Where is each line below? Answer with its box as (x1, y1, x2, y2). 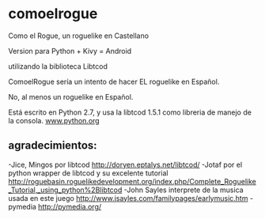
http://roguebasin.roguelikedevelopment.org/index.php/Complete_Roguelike (8, 176, 257, 186)
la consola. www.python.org (8, 115, 100, 125)
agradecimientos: (8, 139, 97, 153)
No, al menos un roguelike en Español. (8, 92, 134, 101)
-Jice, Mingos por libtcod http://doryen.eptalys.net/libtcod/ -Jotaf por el (8, 160, 243, 169)
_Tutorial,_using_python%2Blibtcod (8, 185, 123, 194)
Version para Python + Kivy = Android (8, 46, 132, 55)
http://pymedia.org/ (38, 202, 102, 211)
